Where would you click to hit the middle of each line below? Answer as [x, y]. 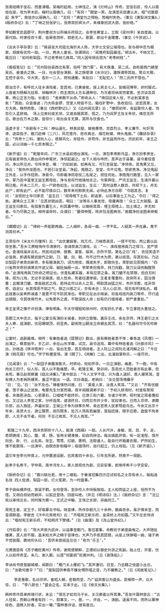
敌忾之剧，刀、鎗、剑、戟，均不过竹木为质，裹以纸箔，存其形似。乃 [97, 257]
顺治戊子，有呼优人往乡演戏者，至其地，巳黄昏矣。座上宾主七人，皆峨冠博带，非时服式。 [82, 88]
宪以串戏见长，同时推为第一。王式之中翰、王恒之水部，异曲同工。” [62, 500]
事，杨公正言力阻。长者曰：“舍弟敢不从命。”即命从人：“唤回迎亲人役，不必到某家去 [77, 98]
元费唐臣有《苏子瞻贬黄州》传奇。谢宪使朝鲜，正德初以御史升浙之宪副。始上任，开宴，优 [82, 550]
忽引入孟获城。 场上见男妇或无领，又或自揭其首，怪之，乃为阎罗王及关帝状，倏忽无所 [80, 114]
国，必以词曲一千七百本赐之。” [31, 144]
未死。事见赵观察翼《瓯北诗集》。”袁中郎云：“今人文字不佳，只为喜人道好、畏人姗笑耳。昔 [82, 375]
